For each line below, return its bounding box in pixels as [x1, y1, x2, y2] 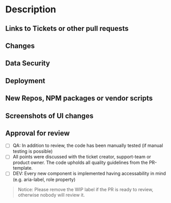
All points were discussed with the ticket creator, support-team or [12, 154, 152, 160]
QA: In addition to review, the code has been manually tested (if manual [12, 142, 163, 149]
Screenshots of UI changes [5, 112, 94, 120]
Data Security [5, 59, 50, 68]
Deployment [5, 76, 46, 85]
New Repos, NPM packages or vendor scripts [5, 94, 153, 103]
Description [5, 4, 56, 15]
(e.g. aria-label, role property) [12, 176, 76, 182]
